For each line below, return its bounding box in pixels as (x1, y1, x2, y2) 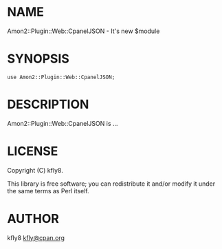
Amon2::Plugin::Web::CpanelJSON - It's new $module (7, 27, 160, 35)
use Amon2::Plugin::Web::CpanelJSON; (7, 74, 115, 80)
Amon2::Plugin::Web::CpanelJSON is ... (7, 119, 118, 127)
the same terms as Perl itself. (7, 186, 89, 195)
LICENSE (7, 144, 58, 159)
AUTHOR (7, 210, 60, 226)
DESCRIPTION (7, 97, 89, 112)
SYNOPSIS (7, 51, 70, 67)
